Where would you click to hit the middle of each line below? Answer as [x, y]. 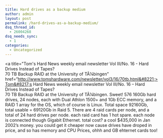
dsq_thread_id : [20, 28]
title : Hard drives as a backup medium [45, 9]
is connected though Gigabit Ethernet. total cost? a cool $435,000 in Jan [78, 120]
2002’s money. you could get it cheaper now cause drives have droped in [78, 125]
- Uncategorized [26, 50]
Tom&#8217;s [19, 84]
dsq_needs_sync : [21, 37]
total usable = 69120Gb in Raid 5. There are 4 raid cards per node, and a [77, 110]
